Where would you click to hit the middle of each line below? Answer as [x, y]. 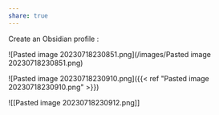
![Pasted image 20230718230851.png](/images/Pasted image [109, 54]
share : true [28, 16]
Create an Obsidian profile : [54, 39]
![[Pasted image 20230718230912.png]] [74, 102]
